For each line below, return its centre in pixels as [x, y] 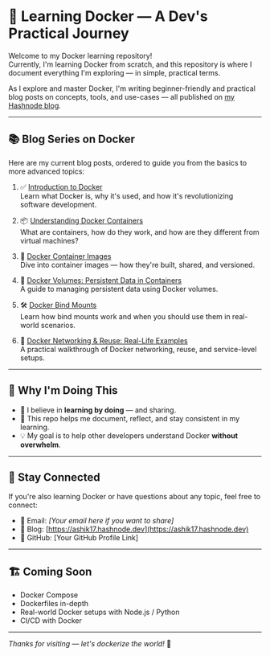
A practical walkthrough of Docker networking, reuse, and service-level [138, 349]
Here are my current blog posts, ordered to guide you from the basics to [128, 162]
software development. [58, 204]
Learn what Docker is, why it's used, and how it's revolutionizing [127, 195]
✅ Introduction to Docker [61, 187]
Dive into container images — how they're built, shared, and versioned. [137, 264]
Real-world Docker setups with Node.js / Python [100, 612]
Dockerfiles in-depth [54, 604]
